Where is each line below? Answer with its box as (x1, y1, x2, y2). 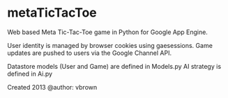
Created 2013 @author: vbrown (7, 83, 98, 91)
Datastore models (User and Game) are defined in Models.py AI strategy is (7, 62, 222, 70)
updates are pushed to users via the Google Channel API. (7, 49, 172, 57)
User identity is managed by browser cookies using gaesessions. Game (7, 41, 213, 49)
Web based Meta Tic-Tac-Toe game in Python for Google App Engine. (7, 28, 208, 36)
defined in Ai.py (7, 70, 53, 78)
